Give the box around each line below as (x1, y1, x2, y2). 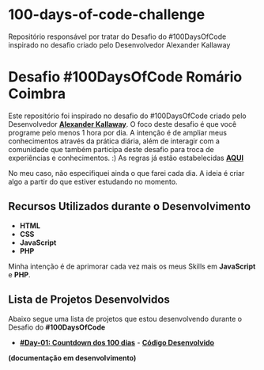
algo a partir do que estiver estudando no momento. (8, 177, 178, 186)
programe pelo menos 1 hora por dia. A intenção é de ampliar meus (8, 128, 228, 137)
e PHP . (8, 269, 31, 279)
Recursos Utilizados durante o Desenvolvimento (8, 200, 251, 213)
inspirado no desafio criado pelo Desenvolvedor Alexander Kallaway (8, 40, 231, 49)
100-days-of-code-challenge (8, 6, 206, 24)
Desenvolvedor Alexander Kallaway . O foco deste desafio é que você (8, 119, 237, 128)
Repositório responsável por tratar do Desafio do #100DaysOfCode (8, 32, 227, 41)
